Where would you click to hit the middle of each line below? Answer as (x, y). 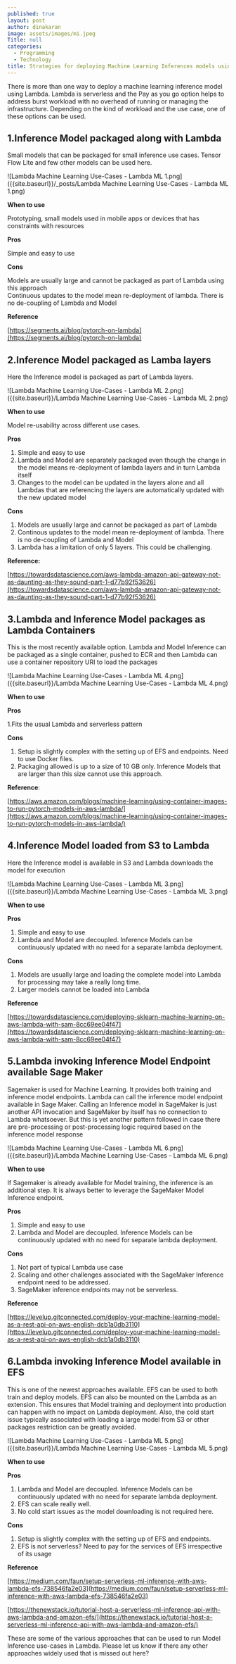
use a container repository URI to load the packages (83, 662)
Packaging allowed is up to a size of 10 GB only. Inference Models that (119, 767)
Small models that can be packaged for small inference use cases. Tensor (114, 155)
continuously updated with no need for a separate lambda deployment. (120, 947)
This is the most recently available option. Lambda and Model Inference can (117, 647)
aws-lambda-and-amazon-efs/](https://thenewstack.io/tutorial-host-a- (110, 1617)
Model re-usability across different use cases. (74, 425)
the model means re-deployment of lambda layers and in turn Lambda (119, 468)
